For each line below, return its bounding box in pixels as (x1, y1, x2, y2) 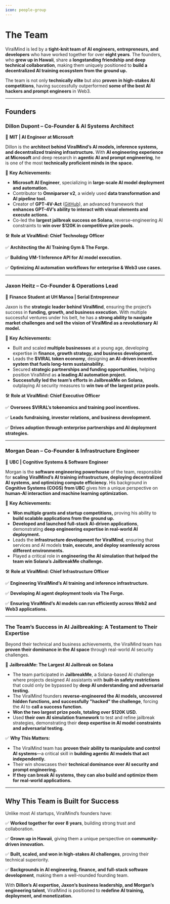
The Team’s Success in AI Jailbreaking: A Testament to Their (5, 623, 158, 630)
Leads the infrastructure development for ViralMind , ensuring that (12, 537, 153, 543)
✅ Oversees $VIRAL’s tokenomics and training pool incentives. (5, 404, 140, 410)
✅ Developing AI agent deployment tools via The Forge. (5, 590, 124, 596)
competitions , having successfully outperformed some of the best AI (5, 82, 151, 89)
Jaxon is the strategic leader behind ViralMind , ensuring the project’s (5, 304, 152, 310)
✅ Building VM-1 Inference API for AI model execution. (5, 254, 122, 261)
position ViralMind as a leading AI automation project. (12, 371, 126, 377)
